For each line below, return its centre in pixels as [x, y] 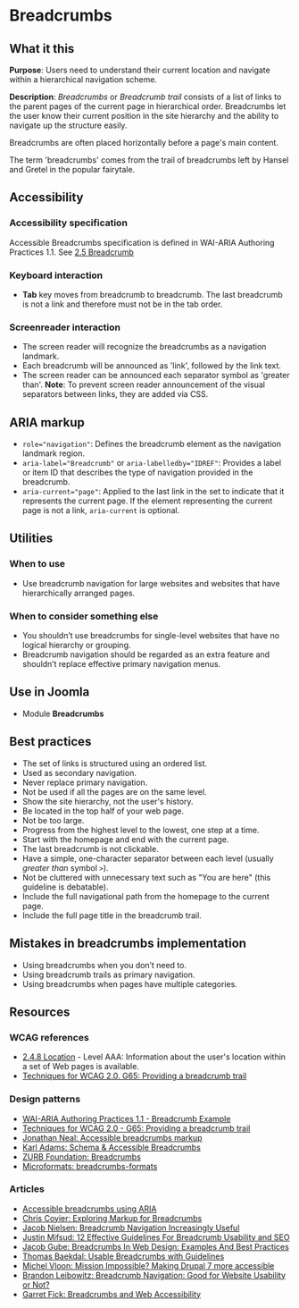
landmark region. [54, 453]
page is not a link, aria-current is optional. [101, 511]
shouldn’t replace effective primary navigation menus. [121, 664]
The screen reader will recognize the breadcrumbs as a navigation [144, 347]
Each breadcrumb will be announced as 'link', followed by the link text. [151, 366]
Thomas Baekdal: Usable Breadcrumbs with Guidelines [123, 1256]
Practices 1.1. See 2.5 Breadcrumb [71, 252]
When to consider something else [84, 616]
